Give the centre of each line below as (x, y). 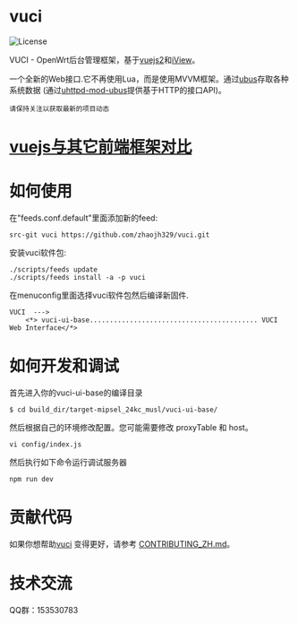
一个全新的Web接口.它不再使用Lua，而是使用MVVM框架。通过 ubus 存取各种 (149, 79)
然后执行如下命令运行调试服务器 (68, 462)
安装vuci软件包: (38, 253)
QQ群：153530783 (44, 610)
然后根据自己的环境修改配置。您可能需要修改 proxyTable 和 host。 (131, 427)
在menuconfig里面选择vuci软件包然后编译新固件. (99, 295)
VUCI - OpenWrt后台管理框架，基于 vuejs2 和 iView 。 (105, 59)
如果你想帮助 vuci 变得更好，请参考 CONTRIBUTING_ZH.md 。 (122, 543)
